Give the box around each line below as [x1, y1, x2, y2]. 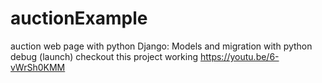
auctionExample [10, 7, 148, 30]
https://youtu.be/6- [199, 50, 280, 62]
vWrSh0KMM [10, 61, 66, 73]
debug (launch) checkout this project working [10, 50, 199, 62]
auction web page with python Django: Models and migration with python [10, 40, 313, 52]
